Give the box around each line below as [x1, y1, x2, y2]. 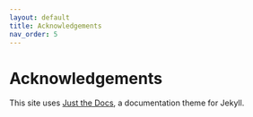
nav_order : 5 [9, 29, 58, 38]
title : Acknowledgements [9, 21, 102, 30]
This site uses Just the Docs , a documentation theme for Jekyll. [9, 97, 245, 108]
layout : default [9, 13, 70, 22]
